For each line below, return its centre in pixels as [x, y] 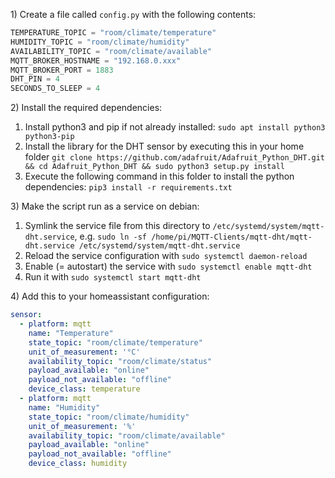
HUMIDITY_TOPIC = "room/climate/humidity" [100, 42]
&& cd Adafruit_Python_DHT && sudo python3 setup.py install [155, 167]
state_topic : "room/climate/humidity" [109, 417]
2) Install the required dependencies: [86, 108]
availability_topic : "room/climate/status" [120, 361]
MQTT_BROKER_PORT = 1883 [62, 70]
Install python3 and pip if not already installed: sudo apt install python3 [175, 127]
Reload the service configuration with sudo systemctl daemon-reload [166, 256]
